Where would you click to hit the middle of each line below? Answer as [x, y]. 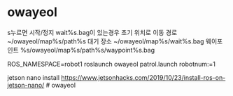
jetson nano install [34, 77]
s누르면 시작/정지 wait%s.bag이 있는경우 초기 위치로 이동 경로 [92, 32]
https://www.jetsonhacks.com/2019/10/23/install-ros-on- [143, 77]
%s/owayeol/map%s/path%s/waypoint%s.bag [87, 50]
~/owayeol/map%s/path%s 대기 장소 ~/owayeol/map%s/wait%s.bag [106, 41]
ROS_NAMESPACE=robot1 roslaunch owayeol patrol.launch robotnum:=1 [111, 64]
